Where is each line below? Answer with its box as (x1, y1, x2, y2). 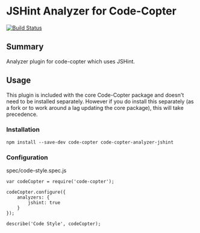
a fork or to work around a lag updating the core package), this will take (6, 104, 184, 111)
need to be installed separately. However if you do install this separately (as (6, 98, 194, 105)
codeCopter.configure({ (6, 189, 66, 196)
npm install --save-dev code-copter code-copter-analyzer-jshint (6, 139, 173, 145)
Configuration (6, 153, 48, 161)
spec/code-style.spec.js (6, 167, 67, 174)
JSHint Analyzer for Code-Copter (6, 4, 177, 18)
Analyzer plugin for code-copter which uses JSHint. (6, 57, 136, 65)
